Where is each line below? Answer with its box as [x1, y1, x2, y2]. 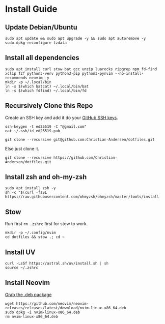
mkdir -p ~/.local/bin [5, 80, 52, 85]
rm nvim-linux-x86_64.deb [5, 314, 58, 319]
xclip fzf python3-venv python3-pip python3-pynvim [5, 71, 113, 76]
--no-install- [114, 71, 144, 76]
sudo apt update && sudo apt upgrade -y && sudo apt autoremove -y [5, 36, 146, 41]
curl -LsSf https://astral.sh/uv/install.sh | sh [5, 261, 109, 266]
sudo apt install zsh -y [5, 186, 56, 191]
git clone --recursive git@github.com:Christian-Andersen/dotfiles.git [5, 137, 155, 142]
